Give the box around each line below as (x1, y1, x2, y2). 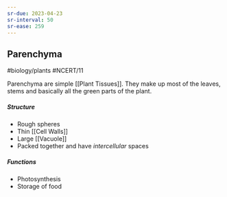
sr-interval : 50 (7, 16, 53, 23)
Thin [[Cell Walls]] (16, 128, 69, 136)
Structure (7, 102, 36, 111)
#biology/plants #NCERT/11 (7, 67, 84, 75)
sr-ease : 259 (7, 23, 45, 30)
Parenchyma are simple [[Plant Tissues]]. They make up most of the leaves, (7, 80, 221, 88)
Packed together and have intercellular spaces (16, 142, 149, 150)
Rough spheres (16, 120, 60, 128)
